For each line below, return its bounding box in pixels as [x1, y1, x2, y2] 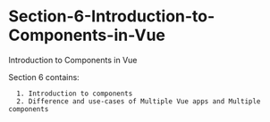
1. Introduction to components [16, 89, 133, 98]
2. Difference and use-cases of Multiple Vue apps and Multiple [16, 96, 261, 106]
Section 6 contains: [8, 71, 80, 82]
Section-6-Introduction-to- [8, 6, 215, 27]
